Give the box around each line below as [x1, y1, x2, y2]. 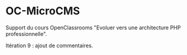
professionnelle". [5, 30, 47, 37]
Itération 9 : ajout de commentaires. [5, 42, 93, 49]
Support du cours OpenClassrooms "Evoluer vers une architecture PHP [5, 24, 181, 31]
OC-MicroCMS [5, 4, 80, 18]
